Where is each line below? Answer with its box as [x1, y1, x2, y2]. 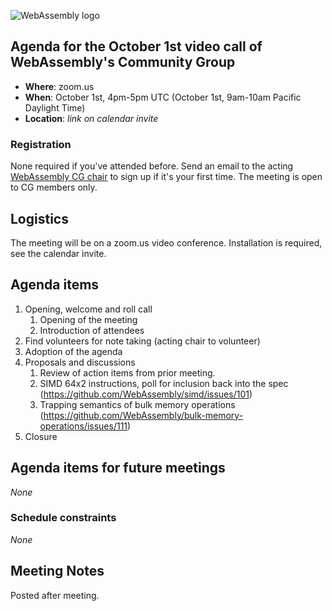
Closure [24, 430, 58, 442]
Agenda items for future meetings [10, 460, 226, 477]
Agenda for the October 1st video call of [10, 38, 263, 55]
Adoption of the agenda [24, 345, 123, 357]
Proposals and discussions [24, 356, 136, 368]
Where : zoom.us [24, 80, 95, 92]
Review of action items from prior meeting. [39, 366, 216, 379]
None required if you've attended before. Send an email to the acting [10, 160, 294, 172]
